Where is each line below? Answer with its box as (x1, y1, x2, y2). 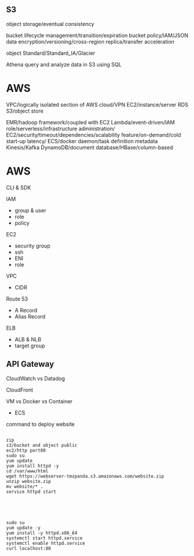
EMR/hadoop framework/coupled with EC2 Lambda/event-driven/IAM (6, 119, 175, 126)
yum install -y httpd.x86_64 (6, 530, 78, 536)
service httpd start (6, 489, 57, 495)
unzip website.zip (6, 478, 51, 484)
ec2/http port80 (6, 448, 46, 453)
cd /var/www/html (6, 468, 49, 474)
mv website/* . (6, 483, 44, 489)
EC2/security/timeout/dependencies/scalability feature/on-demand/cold (6, 131, 181, 138)
